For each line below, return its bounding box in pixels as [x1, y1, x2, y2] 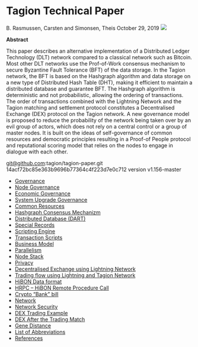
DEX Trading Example [14, 309, 68, 316]
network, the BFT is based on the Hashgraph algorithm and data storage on [6, 72, 191, 79]
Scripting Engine [14, 227, 56, 234]
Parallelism [14, 246, 42, 253]
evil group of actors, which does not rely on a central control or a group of [6, 123, 187, 130]
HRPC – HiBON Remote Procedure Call [14, 284, 109, 291]
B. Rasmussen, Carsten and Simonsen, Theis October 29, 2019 [6, 24, 159, 31]
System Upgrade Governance [14, 196, 88, 203]
